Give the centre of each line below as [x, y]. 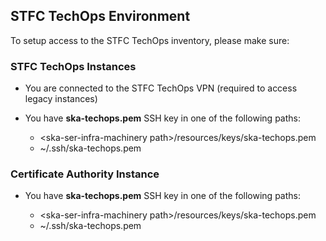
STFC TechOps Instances [73, 66]
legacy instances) [61, 99]
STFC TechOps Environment [100, 16]
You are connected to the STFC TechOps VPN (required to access [161, 88]
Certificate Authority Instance [85, 174]
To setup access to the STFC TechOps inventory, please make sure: [150, 40]
